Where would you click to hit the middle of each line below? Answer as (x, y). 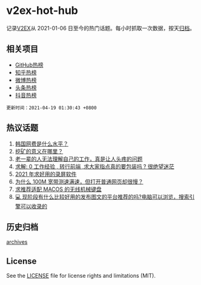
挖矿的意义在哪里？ (39, 151)
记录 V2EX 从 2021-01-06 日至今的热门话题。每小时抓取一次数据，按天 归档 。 (101, 28)
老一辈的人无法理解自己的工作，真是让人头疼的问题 (79, 159)
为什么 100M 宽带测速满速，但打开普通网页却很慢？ (79, 181)
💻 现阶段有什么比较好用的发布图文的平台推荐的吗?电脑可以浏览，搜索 (102, 196)
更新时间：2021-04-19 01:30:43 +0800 (51, 108)
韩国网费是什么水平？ (41, 144)
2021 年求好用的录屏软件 (46, 174)
